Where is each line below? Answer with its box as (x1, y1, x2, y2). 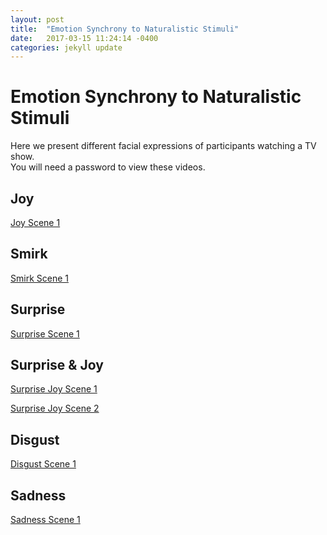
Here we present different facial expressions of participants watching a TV (10, 140, 317, 152)
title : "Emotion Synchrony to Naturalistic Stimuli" (10, 24, 240, 34)
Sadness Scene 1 (10, 514, 81, 526)
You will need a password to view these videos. (10, 161, 206, 173)
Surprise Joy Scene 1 (10, 383, 98, 395)
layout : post (10, 14, 65, 25)
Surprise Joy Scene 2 (10, 402, 100, 415)
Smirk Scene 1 (10, 272, 69, 284)
